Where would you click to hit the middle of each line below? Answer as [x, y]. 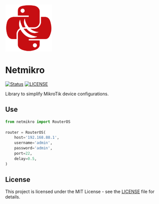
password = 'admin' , [33, 148]
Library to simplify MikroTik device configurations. [57, 94]
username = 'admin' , [33, 143]
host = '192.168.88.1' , [37, 138]
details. [13, 197]
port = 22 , [23, 153]
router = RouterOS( [26, 132]
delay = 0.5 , [26, 159]
